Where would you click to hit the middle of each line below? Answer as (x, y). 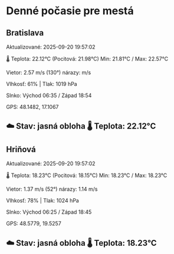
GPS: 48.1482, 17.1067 (32, 107)
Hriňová (21, 149)
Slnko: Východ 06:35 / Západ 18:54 (49, 95)
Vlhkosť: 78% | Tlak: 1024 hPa (43, 201)
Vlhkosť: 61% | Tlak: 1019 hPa (42, 84)
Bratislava (25, 33)
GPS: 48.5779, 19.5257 (34, 224)
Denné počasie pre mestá (70, 11)
